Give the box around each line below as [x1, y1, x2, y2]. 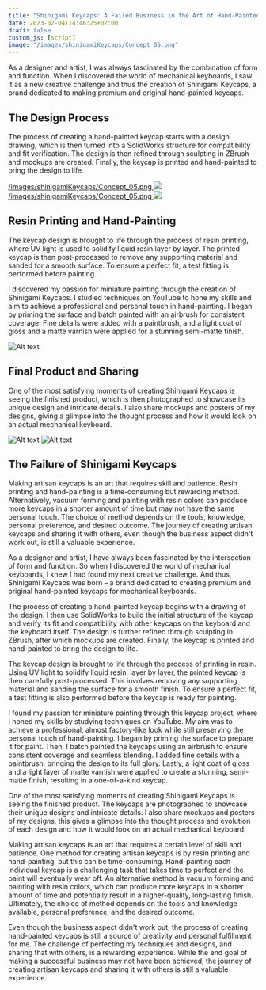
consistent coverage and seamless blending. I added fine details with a [8, 750, 240, 760]
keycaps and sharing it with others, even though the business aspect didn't [8, 529, 253, 539]
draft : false [8, 26, 51, 34]
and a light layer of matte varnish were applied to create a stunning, [8, 767, 229, 777]
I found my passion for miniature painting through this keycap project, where [8, 708, 258, 718]
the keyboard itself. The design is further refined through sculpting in [8, 627, 234, 637]
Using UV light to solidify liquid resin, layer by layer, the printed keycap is [8, 668, 246, 677]
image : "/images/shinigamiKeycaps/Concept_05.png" [8, 41, 179, 49]
